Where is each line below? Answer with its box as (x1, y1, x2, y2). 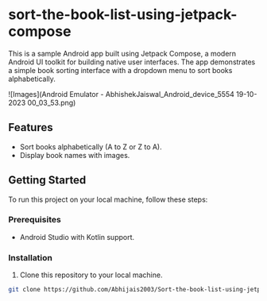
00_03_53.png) (27, 98, 76, 107)
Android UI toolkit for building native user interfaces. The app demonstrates (8, 57, 256, 67)
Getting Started (8, 173, 87, 187)
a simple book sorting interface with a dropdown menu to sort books (8, 65, 233, 75)
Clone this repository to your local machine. (19, 270, 163, 280)
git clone (8, 286, 41, 294)
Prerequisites (8, 214, 61, 226)
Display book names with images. (19, 150, 130, 160)
